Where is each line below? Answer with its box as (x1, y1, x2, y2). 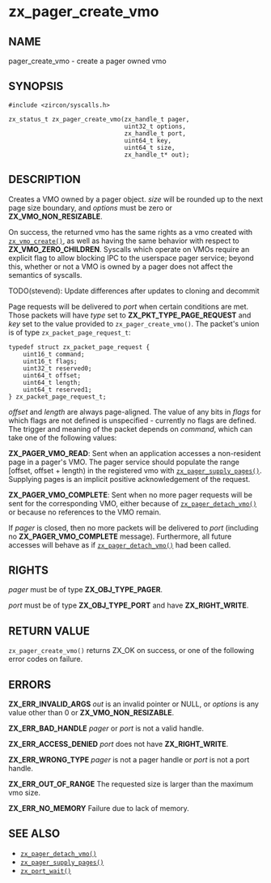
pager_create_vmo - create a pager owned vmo (8, 56, 167, 66)
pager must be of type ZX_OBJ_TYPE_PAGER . (8, 585, 163, 595)
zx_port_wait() (19, 867, 72, 875)
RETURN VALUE (8, 624, 91, 638)
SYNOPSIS (8, 79, 64, 93)
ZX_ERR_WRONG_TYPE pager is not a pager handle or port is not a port (8, 755, 250, 765)
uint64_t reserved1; (23, 386, 92, 394)
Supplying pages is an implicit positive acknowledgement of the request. (8, 474, 251, 484)
